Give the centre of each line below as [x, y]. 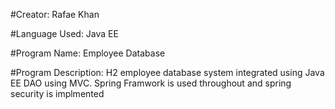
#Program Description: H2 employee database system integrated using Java [167, 72]
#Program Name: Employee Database [88, 53]
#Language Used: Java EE [64, 33]
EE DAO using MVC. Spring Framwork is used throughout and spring [151, 83]
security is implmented [57, 93]
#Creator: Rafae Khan [55, 14]
